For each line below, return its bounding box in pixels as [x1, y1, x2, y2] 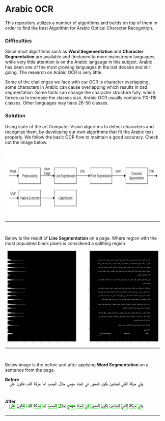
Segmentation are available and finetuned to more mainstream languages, [5, 54, 156, 60]
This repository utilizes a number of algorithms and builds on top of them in [5, 20, 158, 26]
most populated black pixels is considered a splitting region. [5, 240, 127, 246]
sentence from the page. [5, 367, 55, 373]
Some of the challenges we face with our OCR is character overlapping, [5, 79, 150, 85]
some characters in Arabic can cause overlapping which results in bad [5, 84, 148, 90]
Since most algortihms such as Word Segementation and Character [5, 48, 144, 55]
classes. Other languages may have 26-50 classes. [5, 100, 109, 106]
